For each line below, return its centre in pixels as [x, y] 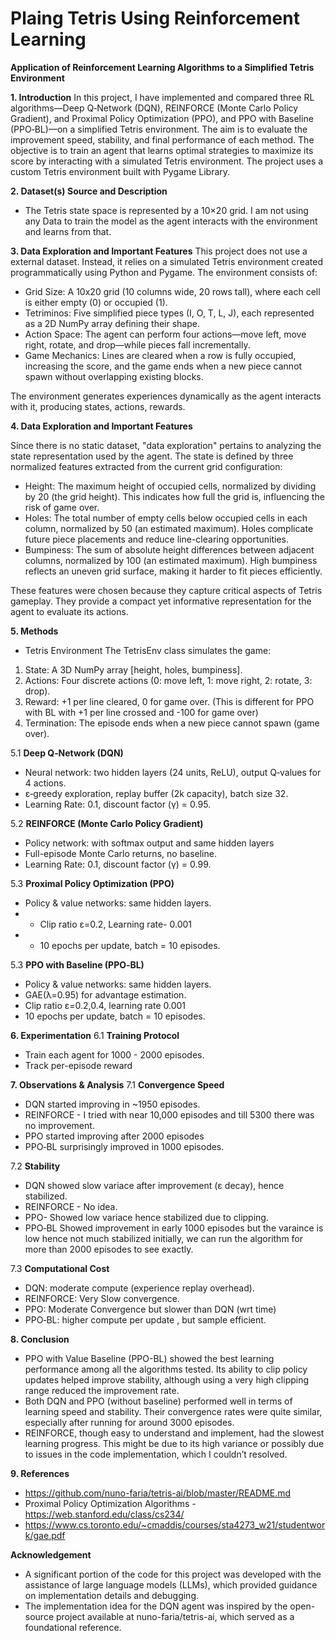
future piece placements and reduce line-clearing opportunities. [157, 539]
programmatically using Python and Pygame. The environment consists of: [164, 272]
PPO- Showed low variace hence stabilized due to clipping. [146, 1217]
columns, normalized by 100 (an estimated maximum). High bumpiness [171, 560]
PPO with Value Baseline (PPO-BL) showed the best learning [149, 1358]
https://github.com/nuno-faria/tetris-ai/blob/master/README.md [158, 1493]
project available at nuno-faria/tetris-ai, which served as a [175, 1616]
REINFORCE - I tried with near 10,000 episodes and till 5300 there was [169, 1114]
